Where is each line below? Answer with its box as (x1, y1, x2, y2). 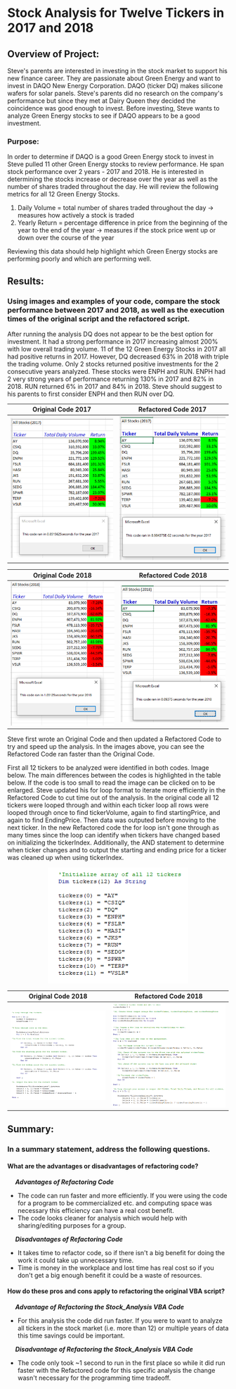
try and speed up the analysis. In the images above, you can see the (7, 742, 205, 751)
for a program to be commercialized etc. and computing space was (17, 1199, 212, 1207)
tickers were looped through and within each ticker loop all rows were (7, 801, 209, 809)
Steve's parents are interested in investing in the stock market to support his (7, 67, 228, 75)
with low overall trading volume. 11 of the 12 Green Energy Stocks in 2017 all (7, 344, 226, 353)
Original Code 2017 (32, 405, 91, 413)
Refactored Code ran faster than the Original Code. (7, 749, 155, 758)
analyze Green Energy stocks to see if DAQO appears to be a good (7, 111, 200, 120)
